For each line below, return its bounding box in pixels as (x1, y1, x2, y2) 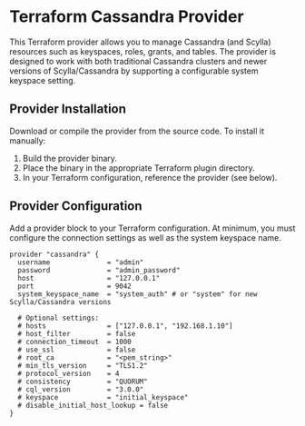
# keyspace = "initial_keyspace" (17, 392, 189, 401)
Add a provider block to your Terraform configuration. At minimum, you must (9, 223, 296, 233)
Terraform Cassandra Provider (9, 6, 244, 27)
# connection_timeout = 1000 (17, 337, 132, 346)
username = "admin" (17, 257, 144, 267)
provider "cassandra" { (9, 250, 100, 259)
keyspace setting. (9, 74, 76, 85)
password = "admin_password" (17, 265, 181, 274)
